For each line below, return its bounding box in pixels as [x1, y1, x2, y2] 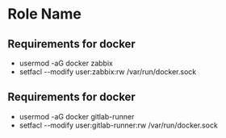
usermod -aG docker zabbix [19, 58, 114, 68]
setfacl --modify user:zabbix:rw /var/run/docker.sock [19, 67, 197, 77]
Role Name [7, 5, 82, 23]
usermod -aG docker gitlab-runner [19, 111, 135, 121]
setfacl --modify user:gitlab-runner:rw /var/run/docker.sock [19, 120, 219, 130]
